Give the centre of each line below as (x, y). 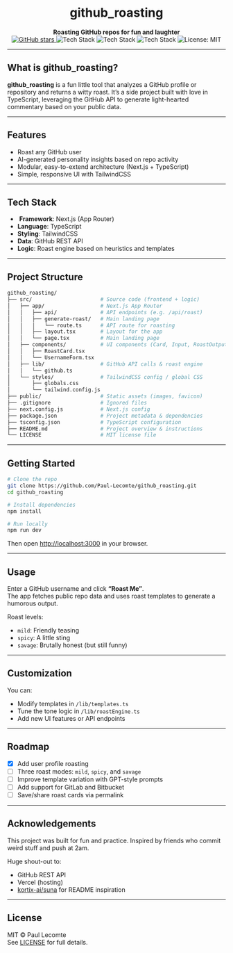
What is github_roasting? (63, 68)
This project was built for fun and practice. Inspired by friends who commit (114, 840)
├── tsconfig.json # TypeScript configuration (94, 422)
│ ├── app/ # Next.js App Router (85, 306)
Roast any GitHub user (49, 152)
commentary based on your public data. (64, 106)
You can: (20, 690)
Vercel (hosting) (40, 882)
